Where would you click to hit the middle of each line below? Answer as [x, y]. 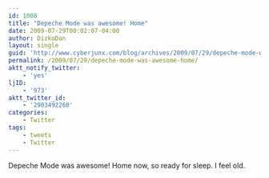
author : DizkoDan [37, 38]
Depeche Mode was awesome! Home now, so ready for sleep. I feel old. [127, 165]
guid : [17, 53]
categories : [28, 113]
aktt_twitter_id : [37, 98]
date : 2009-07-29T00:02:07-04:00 [64, 30]
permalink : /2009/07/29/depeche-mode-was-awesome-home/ [103, 61]
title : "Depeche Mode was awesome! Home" [78, 23]
